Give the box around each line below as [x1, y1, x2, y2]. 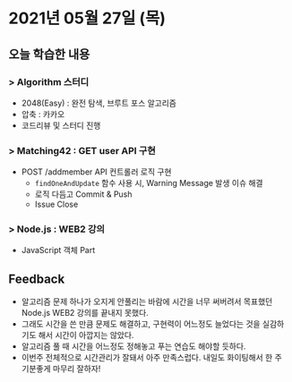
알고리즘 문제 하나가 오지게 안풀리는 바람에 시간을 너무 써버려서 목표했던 [21, 296, 273, 307]
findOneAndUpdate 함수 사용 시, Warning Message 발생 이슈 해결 [34, 178, 263, 189]
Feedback [8, 271, 65, 286]
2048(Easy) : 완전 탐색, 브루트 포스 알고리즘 [21, 98, 176, 108]
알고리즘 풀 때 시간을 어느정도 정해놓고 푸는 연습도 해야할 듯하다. [21, 341, 246, 352]
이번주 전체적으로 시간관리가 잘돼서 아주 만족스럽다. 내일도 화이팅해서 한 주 [21, 352, 283, 363]
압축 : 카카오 [21, 108, 65, 119]
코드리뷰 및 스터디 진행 [21, 120, 101, 131]
